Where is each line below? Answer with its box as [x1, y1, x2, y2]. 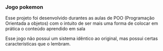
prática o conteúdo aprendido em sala [5, 26, 86, 32]
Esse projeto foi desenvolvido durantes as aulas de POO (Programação [5, 15, 155, 21]
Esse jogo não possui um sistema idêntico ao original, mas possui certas [5, 35, 158, 41]
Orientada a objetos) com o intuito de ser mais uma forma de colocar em [5, 20, 158, 26]
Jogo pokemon [5, 4, 43, 11]
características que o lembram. [5, 41, 71, 47]
